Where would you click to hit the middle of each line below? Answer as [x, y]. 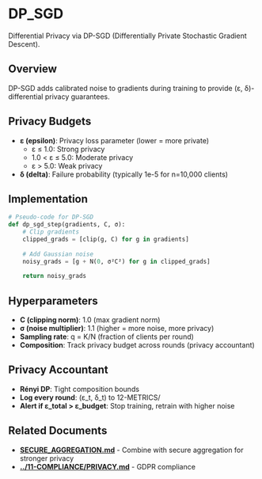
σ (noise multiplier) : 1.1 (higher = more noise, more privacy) [117, 329]
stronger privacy [47, 458]
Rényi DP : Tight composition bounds [80, 389]
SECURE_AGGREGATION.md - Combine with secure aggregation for [131, 450]
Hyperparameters [53, 300]
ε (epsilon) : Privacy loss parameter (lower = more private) [114, 140]
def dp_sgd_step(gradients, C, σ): [67, 225]
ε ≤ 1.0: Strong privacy [68, 149]
